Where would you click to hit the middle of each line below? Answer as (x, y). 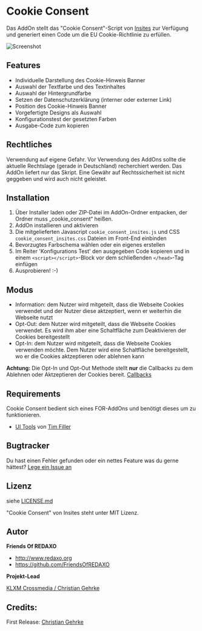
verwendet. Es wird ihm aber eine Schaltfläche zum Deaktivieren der (101, 331)
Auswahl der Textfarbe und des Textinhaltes (70, 86)
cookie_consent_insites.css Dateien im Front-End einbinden (91, 238)
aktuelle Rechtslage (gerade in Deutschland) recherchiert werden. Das (94, 166)
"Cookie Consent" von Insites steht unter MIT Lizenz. (72, 512)
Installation (28, 198)
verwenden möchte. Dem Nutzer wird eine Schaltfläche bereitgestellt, (102, 350)
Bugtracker (28, 446)
